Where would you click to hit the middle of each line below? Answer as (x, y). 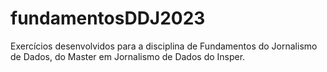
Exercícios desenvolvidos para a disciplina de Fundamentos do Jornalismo (164, 46)
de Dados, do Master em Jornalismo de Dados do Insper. (128, 56)
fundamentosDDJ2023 (108, 18)
